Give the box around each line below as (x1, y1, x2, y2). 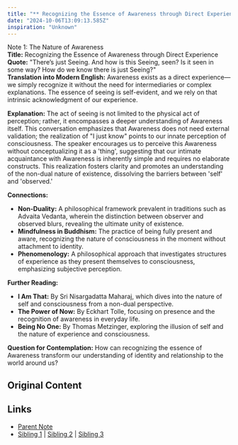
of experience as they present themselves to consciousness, (17, 257, 195, 266)
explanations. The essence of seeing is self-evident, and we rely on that (7, 88, 217, 96)
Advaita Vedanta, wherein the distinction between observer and (17, 212, 204, 220)
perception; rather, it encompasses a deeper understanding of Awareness (7, 117, 223, 125)
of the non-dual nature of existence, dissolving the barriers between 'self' (7, 169, 223, 178)
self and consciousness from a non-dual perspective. (17, 300, 174, 308)
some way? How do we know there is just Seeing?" (7, 65, 157, 74)
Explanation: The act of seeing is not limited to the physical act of (7, 109, 200, 118)
